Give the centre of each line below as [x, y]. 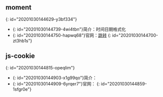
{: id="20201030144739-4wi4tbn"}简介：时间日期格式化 [69, 29]
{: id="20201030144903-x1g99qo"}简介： [55, 78]
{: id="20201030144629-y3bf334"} [41, 19]
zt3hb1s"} [22, 41]
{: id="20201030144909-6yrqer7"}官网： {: [56, 83]
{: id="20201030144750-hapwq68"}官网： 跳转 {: [62, 35]
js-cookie [20, 56]
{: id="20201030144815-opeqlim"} [40, 67]
